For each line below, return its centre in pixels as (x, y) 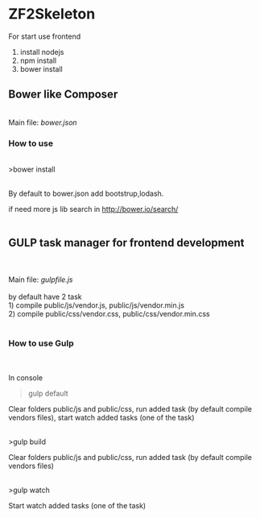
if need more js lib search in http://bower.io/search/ (93, 209)
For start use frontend (45, 36)
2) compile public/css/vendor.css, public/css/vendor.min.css (109, 313)
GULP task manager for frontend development (126, 243)
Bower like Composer (63, 95)
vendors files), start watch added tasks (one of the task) (101, 418)
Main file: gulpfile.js (41, 280)
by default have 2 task (45, 296)
